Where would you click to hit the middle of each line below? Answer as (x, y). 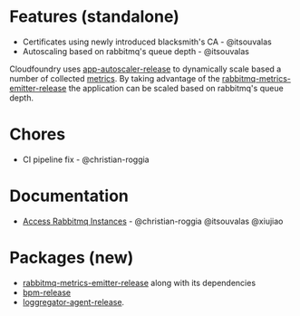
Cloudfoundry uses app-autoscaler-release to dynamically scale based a (145, 69)
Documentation (69, 196)
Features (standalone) (94, 17)
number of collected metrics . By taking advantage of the (115, 78)
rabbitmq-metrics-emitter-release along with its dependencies (139, 282)
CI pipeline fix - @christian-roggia (86, 159)
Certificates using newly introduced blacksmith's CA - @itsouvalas (147, 42)
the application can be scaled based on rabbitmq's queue (176, 88)
